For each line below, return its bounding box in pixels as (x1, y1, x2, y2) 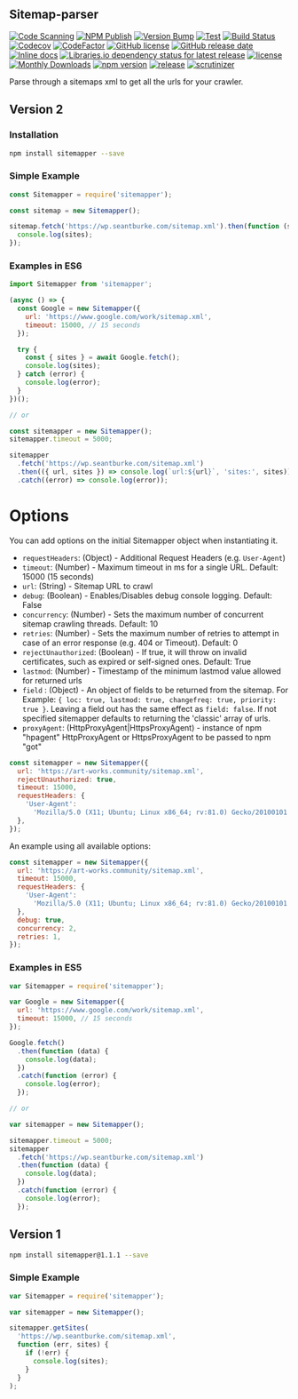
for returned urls (21, 675, 82, 685)
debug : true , (17, 915, 66, 924)
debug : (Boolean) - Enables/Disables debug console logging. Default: (21, 590, 272, 601)
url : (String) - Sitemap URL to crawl (21, 580, 153, 591)
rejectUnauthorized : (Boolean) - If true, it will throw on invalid (21, 646, 247, 657)
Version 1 (9, 1227, 61, 1243)
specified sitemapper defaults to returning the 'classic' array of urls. (21, 713, 271, 723)
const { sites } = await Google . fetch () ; (25, 353, 180, 363)
